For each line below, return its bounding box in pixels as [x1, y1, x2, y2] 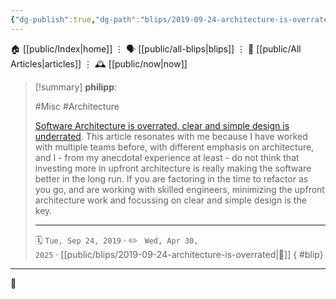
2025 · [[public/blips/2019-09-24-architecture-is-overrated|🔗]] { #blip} [34, 248, 324, 260]
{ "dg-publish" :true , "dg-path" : [10, 14, 141, 25]
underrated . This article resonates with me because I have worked [34, 130, 308, 142]
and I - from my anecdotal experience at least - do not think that [34, 151, 300, 163]
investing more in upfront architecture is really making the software [34, 162, 312, 174]
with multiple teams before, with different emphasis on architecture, [34, 141, 315, 153]
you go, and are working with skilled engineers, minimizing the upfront [34, 183, 325, 195]
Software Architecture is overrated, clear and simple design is [34, 119, 290, 131]
